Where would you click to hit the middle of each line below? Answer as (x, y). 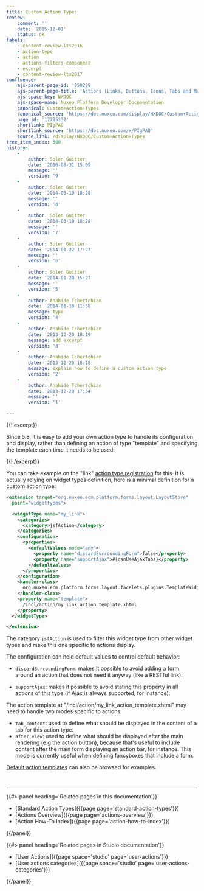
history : (17, 148)
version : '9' (45, 176)
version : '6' (45, 261)
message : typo (46, 312)
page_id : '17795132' (43, 119)
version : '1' (45, 402)
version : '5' (45, 289)
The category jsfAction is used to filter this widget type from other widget (100, 638)
